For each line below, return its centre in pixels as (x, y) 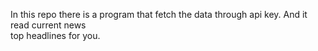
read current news (48, 25)
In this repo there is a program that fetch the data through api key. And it (159, 14)
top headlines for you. (55, 35)
